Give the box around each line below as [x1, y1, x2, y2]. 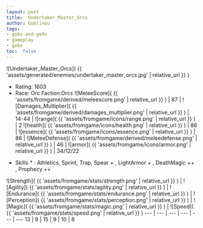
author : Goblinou [6, 20, 50, 26]
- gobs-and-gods [6, 31, 47, 37]
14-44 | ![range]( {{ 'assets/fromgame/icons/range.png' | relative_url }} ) [15, 115, 196, 122]
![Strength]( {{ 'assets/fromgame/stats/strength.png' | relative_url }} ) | [6, 177, 182, 184]
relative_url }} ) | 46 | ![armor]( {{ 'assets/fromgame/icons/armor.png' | [15, 140, 191, 148]
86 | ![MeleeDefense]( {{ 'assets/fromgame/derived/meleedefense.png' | [15, 134, 198, 142]
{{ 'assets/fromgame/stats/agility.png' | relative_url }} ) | [29, 183, 168, 191]
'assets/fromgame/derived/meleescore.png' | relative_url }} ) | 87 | [15, 96, 182, 103]
